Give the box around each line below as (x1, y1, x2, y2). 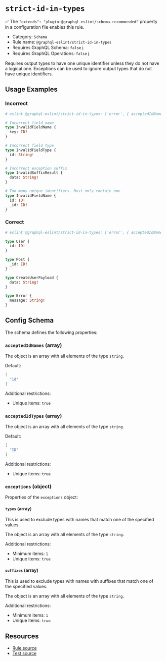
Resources (5, 632, 39, 640)
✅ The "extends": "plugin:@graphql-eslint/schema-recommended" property (5, 18, 158, 24)
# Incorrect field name (5, 120, 54, 125)
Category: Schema (12, 34, 47, 40)
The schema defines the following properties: (5, 329, 98, 335)
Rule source (12, 645, 37, 651)
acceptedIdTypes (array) (5, 412, 62, 419)
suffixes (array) (5, 567, 39, 573)
